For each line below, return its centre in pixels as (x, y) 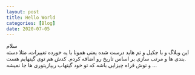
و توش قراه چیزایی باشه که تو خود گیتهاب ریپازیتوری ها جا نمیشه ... (82, 65)
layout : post (23, 12)
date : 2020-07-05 (28, 29)
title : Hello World (31, 18)
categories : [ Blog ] (31, 23)
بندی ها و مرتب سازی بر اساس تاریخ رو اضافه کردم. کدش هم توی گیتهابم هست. (96, 59)
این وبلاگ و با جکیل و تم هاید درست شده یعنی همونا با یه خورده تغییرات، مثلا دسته (98, 53)
